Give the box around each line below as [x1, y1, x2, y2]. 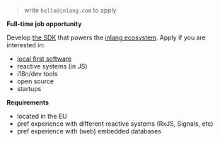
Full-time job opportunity [6, 20, 82, 28]
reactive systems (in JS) [16, 62, 88, 70]
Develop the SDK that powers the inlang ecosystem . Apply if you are [6, 33, 206, 42]
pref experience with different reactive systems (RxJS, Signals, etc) [16, 119, 214, 128]
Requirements [6, 98, 50, 107]
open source [16, 77, 54, 85]
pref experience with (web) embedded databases [16, 127, 162, 135]
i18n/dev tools [16, 70, 58, 78]
